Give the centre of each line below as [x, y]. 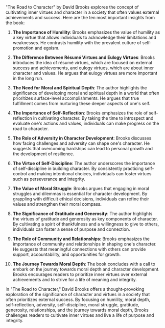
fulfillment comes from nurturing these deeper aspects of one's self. [82, 103]
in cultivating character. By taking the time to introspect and [93, 118]
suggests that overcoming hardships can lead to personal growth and [83, 149]
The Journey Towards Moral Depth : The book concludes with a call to [84, 264]
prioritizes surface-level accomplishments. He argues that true [76, 98]
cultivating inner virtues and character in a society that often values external [82, 12]
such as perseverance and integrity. [49, 179]
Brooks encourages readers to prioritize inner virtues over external [80, 274]
